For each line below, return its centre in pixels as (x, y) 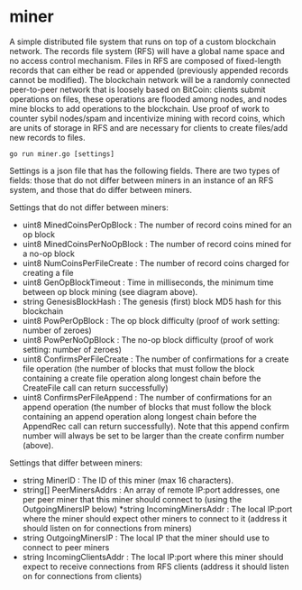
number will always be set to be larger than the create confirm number (153, 436)
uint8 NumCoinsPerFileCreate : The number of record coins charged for (156, 263)
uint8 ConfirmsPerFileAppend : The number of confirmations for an (147, 397)
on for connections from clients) (82, 576)
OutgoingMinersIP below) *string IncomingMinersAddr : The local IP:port (157, 509)
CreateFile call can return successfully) (95, 387)
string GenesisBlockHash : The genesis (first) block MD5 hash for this (152, 301)
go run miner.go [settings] (62, 154)
